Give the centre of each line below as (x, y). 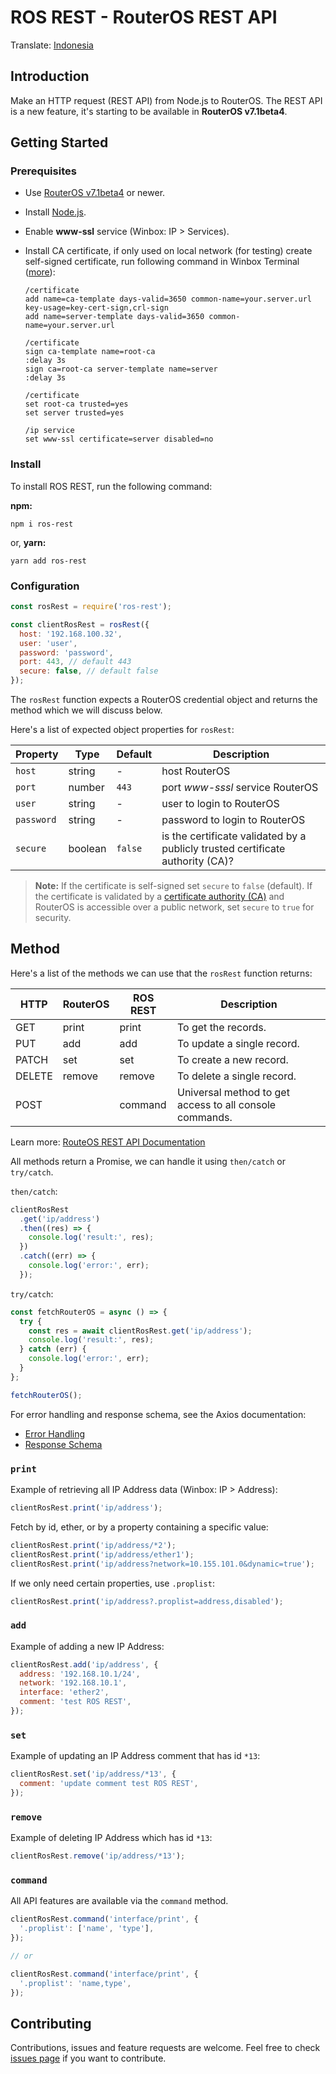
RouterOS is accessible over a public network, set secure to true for (174, 907)
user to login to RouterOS (220, 804)
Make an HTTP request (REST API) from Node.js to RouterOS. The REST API (166, 100)
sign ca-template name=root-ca (90, 352)
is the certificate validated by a (234, 836)
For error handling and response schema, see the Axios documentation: (158, 1414)
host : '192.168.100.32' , (71, 634)
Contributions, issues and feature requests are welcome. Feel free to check (165, 2048)
